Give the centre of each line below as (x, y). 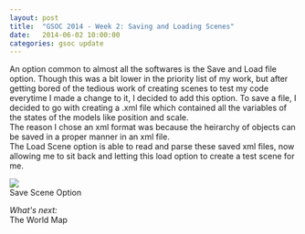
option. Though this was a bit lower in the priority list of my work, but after (149, 79)
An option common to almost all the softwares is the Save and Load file (143, 69)
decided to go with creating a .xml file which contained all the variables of (148, 108)
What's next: (33, 210)
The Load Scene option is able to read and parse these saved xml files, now (152, 147)
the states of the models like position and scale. (99, 117)
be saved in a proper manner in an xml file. (90, 137)
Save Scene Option (46, 193)
